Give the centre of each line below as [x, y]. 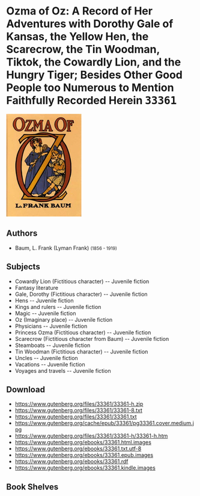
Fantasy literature [37, 287]
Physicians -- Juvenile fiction [51, 326]
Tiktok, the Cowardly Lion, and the [94, 62]
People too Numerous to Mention [90, 88]
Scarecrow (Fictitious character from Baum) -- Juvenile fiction [92, 338]
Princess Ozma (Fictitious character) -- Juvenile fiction [83, 332]
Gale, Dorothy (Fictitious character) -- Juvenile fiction [81, 294]
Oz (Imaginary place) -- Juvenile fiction [64, 319]
